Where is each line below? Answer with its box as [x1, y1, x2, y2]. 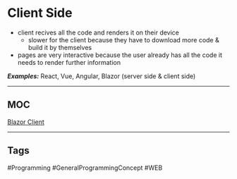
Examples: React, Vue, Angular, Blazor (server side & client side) [7, 72, 196, 80]
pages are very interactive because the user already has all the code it [17, 51, 222, 59]
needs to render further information [17, 58, 121, 66]
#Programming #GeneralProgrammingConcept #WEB [7, 163, 163, 172]
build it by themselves [28, 43, 92, 51]
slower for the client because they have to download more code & [28, 35, 220, 44]
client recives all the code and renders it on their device [17, 28, 180, 37]
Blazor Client [7, 118, 44, 126]
